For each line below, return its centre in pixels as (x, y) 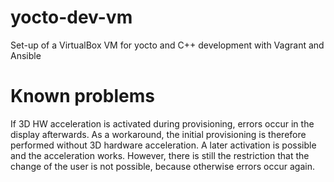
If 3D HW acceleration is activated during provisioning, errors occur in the (162, 123)
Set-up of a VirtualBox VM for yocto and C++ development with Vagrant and (167, 45)
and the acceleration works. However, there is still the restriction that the (160, 155)
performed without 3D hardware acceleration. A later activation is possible (163, 145)
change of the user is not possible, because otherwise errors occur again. (162, 166)
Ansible (26, 55)
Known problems (82, 96)
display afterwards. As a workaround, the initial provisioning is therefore (158, 134)
